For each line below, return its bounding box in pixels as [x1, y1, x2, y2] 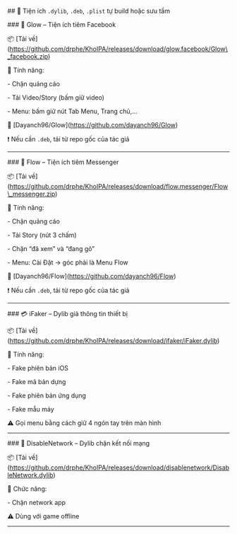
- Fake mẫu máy [7, 405, 54, 413]
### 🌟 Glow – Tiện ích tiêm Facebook [7, 21, 116, 28]
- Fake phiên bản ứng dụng [7, 391, 87, 400]
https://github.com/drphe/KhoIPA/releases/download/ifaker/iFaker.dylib [9, 337, 217, 344]
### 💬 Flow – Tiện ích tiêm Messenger [7, 158, 119, 166]
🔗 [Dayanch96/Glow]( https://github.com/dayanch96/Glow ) [7, 121, 178, 129]
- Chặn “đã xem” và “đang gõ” [7, 245, 95, 253]
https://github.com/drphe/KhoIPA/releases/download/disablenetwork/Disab [9, 463, 230, 472]
